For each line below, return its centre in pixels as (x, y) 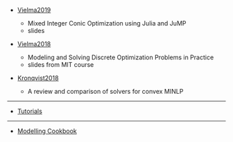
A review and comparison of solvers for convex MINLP (105, 91)
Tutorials (30, 111)
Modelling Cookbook (47, 131)
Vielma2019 (34, 10)
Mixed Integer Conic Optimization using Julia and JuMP (107, 23)
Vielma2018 (34, 44)
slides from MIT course (61, 64)
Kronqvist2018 (38, 78)
